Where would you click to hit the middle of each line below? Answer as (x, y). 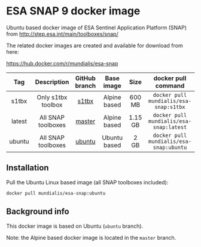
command (170, 86)
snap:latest (170, 127)
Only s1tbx (52, 97)
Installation (28, 168)
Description (52, 82)
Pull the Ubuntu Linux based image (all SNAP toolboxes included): (87, 182)
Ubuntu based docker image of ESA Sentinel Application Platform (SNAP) (97, 28)
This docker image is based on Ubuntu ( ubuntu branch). (75, 226)
